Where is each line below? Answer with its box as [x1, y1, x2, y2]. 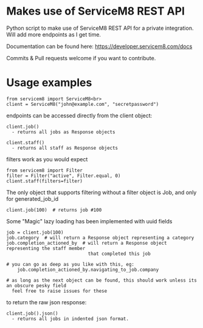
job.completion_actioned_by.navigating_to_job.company [17, 267, 159, 273]
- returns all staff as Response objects [12, 145, 119, 151]
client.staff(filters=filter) [6, 178, 83, 184]
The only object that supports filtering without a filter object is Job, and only [6, 189, 197, 196]
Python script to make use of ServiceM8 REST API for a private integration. [6, 24, 194, 32]
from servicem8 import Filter [6, 167, 83, 173]
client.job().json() [6, 310, 59, 316]
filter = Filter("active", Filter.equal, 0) [6, 172, 121, 179]
